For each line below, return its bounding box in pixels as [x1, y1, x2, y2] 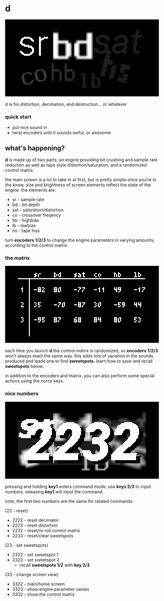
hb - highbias [12, 217, 39, 223]
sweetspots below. [5, 364, 44, 369]
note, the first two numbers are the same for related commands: [5, 498, 134, 504]
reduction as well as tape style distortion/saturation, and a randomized [5, 162, 147, 168]
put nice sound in [12, 125, 47, 130]
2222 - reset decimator [12, 517, 59, 523]
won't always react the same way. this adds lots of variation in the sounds [5, 353, 154, 359]
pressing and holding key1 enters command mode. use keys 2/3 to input [5, 483, 151, 489]
